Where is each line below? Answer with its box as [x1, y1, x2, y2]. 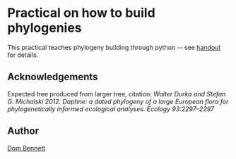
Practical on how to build [7, 5, 155, 21]
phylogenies [7, 20, 83, 36]
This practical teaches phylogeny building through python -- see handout [7, 43, 221, 51]
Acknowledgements [7, 71, 98, 83]
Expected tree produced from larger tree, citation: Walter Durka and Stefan [7, 89, 226, 98]
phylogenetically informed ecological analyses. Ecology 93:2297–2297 [7, 104, 214, 113]
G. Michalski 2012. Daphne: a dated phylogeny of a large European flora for [7, 97, 229, 106]
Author [7, 125, 39, 137]
